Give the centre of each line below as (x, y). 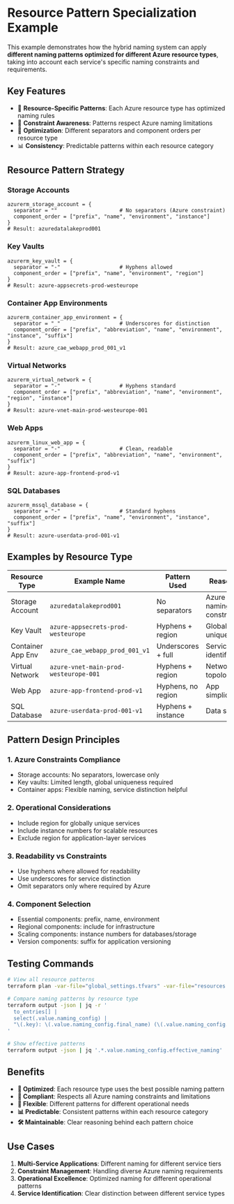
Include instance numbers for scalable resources (87, 830)
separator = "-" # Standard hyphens (95, 511)
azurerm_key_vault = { (40, 261)
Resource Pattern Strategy (66, 170)
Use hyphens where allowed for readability (79, 872)
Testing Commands (50, 963)
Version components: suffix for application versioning (94, 941)
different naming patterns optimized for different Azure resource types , (113, 54)
